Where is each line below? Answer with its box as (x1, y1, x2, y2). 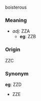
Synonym (5, 70, 29, 77)
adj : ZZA (12, 28, 30, 34)
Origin (5, 46, 21, 53)
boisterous (5, 5, 27, 10)
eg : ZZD (5, 81, 22, 87)
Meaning (5, 17, 27, 24)
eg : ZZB (19, 34, 36, 40)
